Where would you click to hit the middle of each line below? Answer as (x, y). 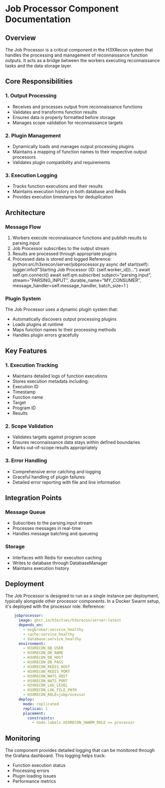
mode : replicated (41, 704)
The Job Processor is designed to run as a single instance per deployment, (82, 596)
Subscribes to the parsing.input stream (52, 523)
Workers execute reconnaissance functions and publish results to (80, 238)
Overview (21, 38)
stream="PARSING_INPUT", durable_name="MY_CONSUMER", (77, 280)
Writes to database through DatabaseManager (60, 563)
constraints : (41, 718)
